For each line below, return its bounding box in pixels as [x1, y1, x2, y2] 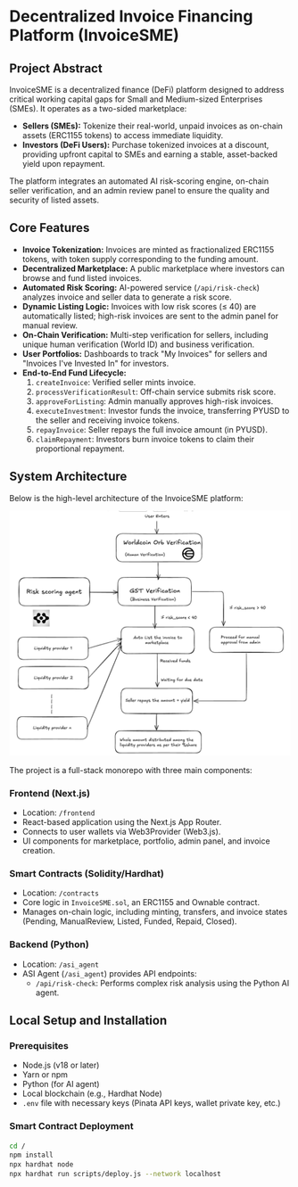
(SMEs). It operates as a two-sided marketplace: [9, 103, 187, 113]
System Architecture [9, 469, 128, 484]
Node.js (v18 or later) [21, 1059, 100, 1071]
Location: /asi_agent [21, 959, 100, 969]
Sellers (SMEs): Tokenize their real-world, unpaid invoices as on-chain [21, 120, 284, 131]
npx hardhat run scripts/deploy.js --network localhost [9, 1170, 221, 1179]
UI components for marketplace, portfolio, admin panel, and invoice [21, 836, 270, 846]
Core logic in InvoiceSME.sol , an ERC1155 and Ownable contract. [21, 897, 261, 908]
